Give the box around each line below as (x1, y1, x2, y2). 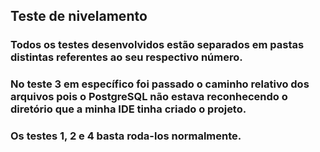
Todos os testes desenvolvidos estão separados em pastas (10, 38, 305, 52)
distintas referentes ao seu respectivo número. (10, 50, 243, 64)
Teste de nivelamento (10, 8, 148, 25)
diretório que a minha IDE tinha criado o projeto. (10, 102, 247, 116)
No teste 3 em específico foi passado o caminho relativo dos (10, 77, 310, 91)
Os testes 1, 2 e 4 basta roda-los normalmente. (10, 129, 242, 143)
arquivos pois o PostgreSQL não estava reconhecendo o (10, 90, 288, 104)
